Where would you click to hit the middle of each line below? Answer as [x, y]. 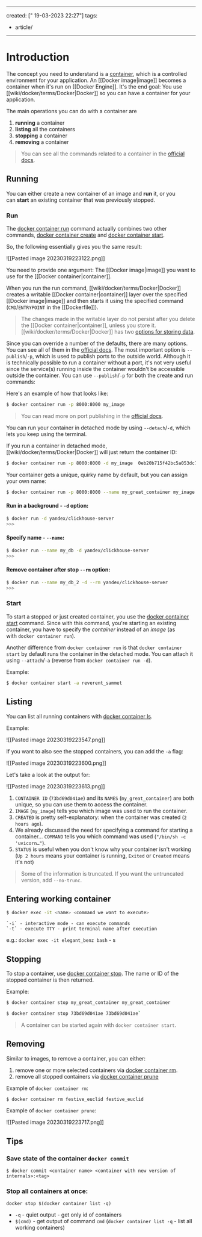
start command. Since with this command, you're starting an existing [91, 623]
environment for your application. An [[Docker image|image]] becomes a [96, 80]
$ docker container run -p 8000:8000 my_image [66, 405]
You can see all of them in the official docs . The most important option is [96, 350]
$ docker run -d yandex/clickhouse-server [60, 519]
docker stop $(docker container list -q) [59, 1204]
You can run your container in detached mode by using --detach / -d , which [98, 428]
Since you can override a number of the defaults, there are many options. [97, 343]
